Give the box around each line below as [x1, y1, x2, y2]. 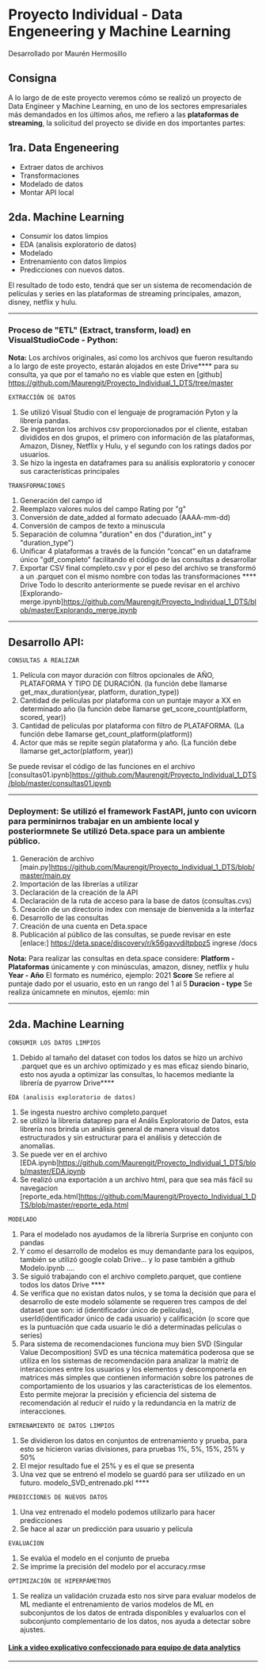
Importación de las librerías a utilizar [19, 879, 139, 888]
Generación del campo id [19, 495, 103, 505]
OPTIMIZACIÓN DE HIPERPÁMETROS [8, 1577, 112, 1585]
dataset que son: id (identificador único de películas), [19, 1305, 194, 1314]
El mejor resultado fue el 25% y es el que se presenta [19, 1460, 195, 1470]
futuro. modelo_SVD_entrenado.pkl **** [19, 1478, 150, 1487]
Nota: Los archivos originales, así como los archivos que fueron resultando [8, 352, 253, 362]
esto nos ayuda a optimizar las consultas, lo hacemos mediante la [19, 1069, 235, 1079]
